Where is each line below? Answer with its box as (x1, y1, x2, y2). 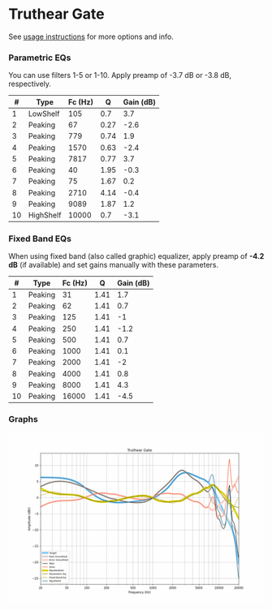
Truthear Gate (8, 5, 105, 24)
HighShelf (28, 210, 62, 220)
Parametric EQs (8, 52, 71, 63)
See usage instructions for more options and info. (8, 32, 175, 41)
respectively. (8, 79, 51, 89)
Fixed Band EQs (8, 233, 71, 244)
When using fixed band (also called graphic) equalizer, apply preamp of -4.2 (8, 251, 265, 261)
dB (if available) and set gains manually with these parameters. (8, 260, 219, 270)
